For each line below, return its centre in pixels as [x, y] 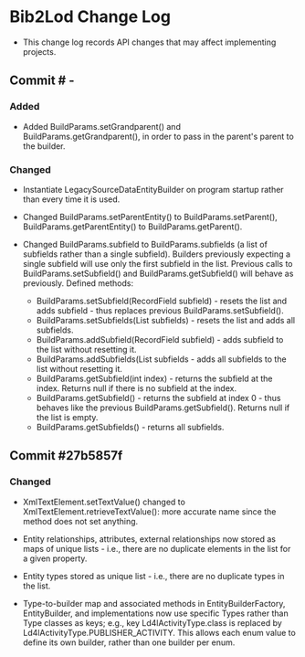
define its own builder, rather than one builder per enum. [129, 642]
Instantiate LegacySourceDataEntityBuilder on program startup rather [153, 189]
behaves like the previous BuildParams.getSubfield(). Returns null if [163, 408]
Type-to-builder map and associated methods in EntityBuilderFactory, [154, 603]
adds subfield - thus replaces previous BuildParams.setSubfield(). [160, 310]
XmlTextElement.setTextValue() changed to [104, 502]
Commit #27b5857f [66, 456]
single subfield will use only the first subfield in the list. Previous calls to [158, 263]
